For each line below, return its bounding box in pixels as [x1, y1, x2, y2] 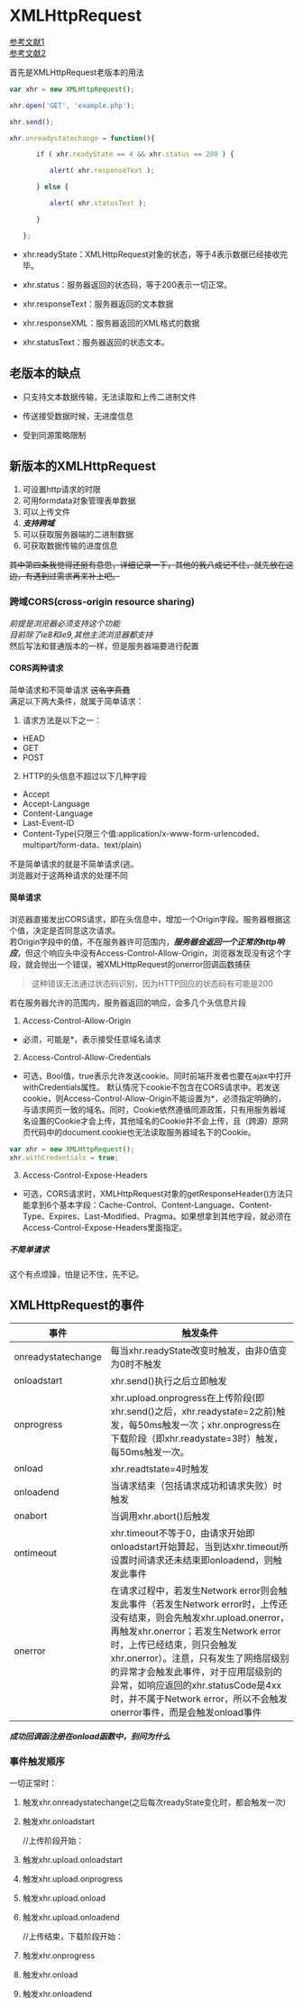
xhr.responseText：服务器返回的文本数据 [22, 298, 174, 309]
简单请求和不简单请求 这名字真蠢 [9, 684, 131, 695]
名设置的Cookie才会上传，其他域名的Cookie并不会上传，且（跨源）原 [22, 1115, 281, 1127]
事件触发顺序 [9, 1755, 66, 1768]
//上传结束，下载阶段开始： [22, 1930, 124, 1941]
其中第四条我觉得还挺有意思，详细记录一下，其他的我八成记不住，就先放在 [9, 560, 286, 571]
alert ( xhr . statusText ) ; [49, 199, 147, 208]
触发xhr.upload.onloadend [22, 1911, 120, 1922]
